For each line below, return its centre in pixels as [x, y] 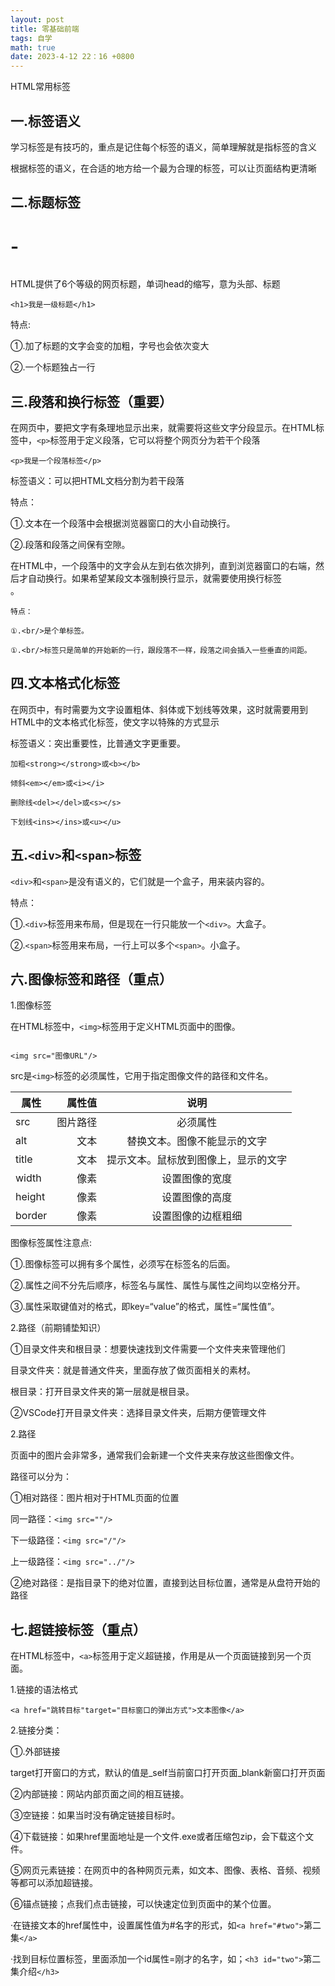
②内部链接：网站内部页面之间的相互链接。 [100, 1794]
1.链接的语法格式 [44, 1690]
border [31, 1216]
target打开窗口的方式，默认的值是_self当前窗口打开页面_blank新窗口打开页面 [168, 1773]
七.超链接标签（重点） [78, 1629]
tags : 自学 [31, 38]
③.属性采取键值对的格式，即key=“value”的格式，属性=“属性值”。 [145, 1307]
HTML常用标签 [41, 87]
